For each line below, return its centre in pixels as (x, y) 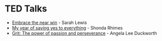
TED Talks (26, 9)
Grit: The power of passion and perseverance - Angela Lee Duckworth (84, 33)
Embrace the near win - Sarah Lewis (49, 22)
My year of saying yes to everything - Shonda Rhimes (67, 27)
